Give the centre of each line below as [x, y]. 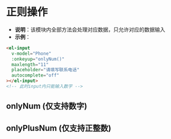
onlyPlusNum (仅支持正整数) [59, 128]
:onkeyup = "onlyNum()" [38, 59]
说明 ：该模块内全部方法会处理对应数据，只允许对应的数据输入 [90, 29]
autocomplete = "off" [36, 75]
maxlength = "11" [30, 64]
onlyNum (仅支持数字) [47, 106]
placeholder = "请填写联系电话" [46, 70]
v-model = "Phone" [31, 54]
